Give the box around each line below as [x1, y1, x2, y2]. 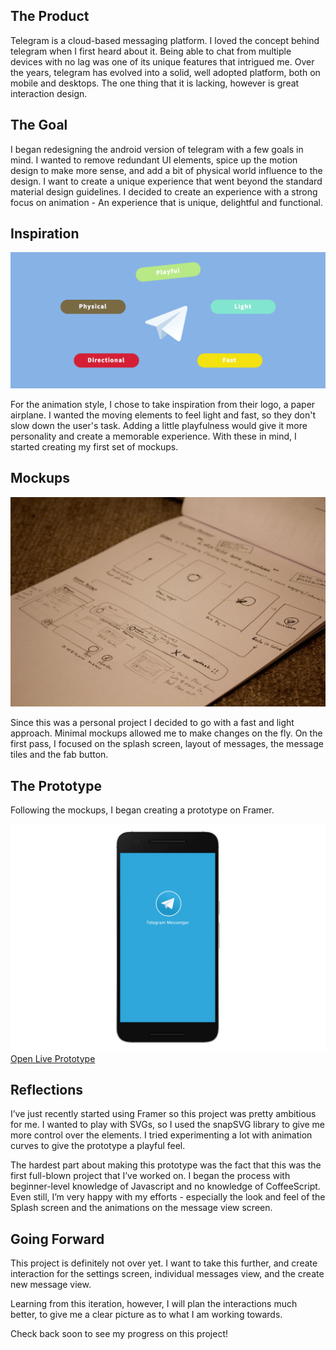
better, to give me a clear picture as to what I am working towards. [10, 1309, 283, 1321]
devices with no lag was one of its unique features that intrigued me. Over [10, 55, 315, 68]
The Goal [10, 117, 68, 134]
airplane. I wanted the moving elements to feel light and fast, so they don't [10, 409, 317, 421]
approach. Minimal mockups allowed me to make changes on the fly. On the [10, 727, 323, 739]
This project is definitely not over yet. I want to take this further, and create [10, 1257, 318, 1269]
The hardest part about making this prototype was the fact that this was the [10, 1159, 322, 1171]
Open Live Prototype [10, 1052, 96, 1064]
